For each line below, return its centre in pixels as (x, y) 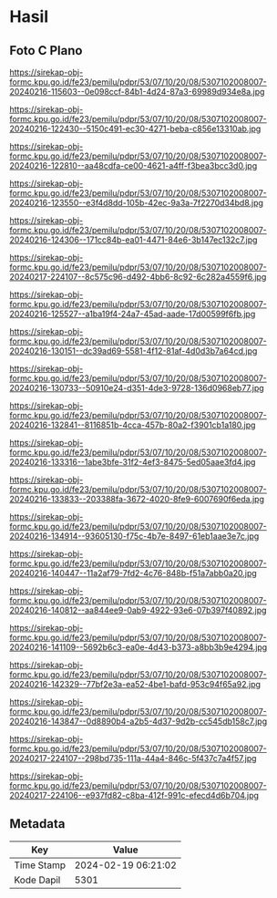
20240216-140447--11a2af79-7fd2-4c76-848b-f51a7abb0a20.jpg (133, 573)
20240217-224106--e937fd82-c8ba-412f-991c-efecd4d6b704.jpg (134, 795)
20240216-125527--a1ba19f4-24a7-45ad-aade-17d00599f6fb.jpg (133, 314)
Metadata (37, 824)
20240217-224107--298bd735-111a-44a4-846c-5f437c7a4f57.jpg (133, 758)
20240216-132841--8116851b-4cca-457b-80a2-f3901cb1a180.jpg (133, 425)
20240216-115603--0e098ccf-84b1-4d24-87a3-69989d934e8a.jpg (137, 92)
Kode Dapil (37, 880)
